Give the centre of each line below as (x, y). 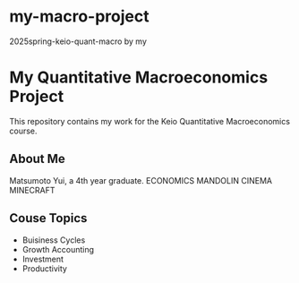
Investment (43, 259)
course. (23, 131)
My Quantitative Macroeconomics (139, 77)
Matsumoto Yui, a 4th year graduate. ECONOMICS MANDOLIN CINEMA (141, 180)
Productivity (44, 268)
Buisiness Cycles (54, 240)
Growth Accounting (58, 249)
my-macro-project (79, 17)
